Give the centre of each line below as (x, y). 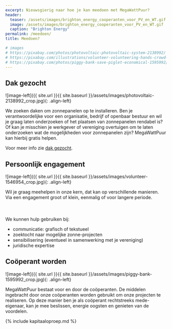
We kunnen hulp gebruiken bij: (37, 219)
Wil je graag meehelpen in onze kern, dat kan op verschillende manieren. (82, 192)
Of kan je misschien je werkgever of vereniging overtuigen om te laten (79, 127)
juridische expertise (34, 245)
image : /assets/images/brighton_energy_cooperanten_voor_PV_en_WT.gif (87, 24)
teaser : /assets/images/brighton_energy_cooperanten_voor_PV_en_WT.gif (88, 20)
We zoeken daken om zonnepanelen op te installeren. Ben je (69, 111)
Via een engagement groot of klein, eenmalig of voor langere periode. (79, 197)
